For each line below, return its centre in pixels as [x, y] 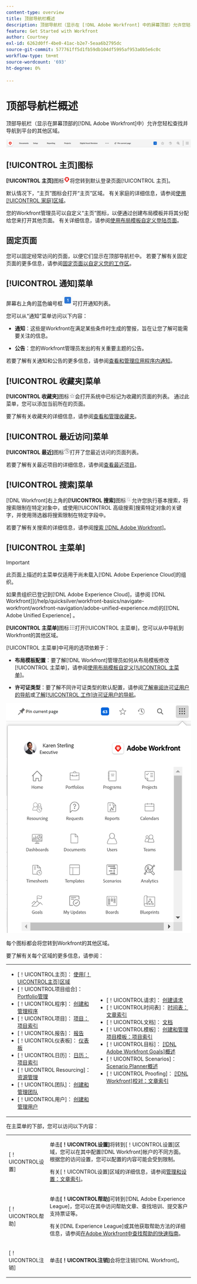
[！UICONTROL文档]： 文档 [140, 1022]
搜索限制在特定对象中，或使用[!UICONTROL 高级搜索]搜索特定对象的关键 [94, 507]
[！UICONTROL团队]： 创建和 [53, 1085]
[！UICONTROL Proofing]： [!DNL [147, 1074]
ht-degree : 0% [23, 68]
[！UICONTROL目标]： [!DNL [142, 1044]
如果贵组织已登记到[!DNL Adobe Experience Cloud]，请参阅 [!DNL [86, 594]
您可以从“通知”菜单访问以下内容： [47, 316]
